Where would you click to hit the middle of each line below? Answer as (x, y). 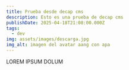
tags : (13, 28)
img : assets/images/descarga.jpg (48, 39)
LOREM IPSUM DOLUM (35, 61)
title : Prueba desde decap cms (45, 12)
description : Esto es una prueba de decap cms (65, 17)
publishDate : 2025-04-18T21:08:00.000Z (56, 23)
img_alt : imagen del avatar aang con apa (58, 45)
